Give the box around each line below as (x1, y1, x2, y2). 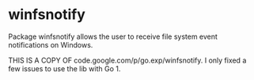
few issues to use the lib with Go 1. (8, 63, 121, 73)
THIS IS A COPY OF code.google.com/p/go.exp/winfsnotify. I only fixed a (8, 55, 247, 65)
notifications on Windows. (8, 40, 93, 49)
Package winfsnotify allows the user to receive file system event (8, 32, 218, 41)
